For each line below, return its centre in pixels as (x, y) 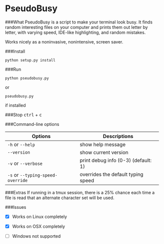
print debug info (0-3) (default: (116, 160)
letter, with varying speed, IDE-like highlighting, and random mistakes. (75, 32)
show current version (104, 152)
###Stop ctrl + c (24, 115)
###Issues (16, 207)
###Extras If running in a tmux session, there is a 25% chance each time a (80, 192)
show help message (103, 144)
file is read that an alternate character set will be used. (60, 198)
